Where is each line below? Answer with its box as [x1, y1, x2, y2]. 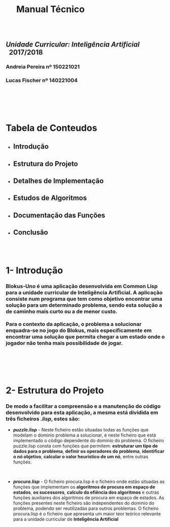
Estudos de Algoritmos [13, 194, 87, 203]
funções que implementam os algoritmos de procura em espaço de [13, 484, 155, 490]
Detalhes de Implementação [13, 176, 104, 185]
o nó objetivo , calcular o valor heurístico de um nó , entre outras [13, 454, 149, 460]
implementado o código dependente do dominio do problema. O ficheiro [13, 438, 164, 444]
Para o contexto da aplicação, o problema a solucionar [6, 320, 142, 327]
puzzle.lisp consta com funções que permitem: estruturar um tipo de [13, 443, 158, 449]
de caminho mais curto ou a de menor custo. [6, 308, 118, 315]
